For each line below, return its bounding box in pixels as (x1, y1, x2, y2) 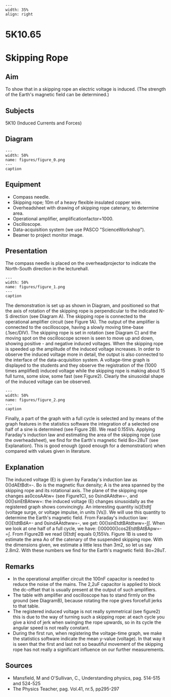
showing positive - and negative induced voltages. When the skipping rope (5, 341, 164, 347)
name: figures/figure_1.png (5, 285, 66, 290)
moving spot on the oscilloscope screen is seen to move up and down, (5, 335, 155, 341)
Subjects (5, 106, 34, 115)
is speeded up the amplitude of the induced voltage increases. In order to (5, 346, 160, 352)
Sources (5, 661, 33, 670)
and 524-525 (12, 680, 41, 686)
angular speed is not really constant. (12, 625, 90, 631)
